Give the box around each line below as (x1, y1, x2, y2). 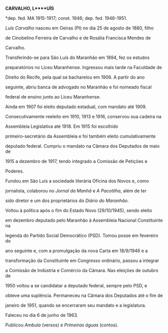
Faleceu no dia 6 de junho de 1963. (5, 312, 78, 318)
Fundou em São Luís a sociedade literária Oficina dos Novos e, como (5, 178, 149, 184)
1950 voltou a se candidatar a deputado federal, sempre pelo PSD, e (5, 283, 148, 288)
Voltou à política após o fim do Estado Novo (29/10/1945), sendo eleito (5, 208, 152, 213)
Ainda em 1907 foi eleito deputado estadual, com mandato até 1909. (5, 104, 147, 110)
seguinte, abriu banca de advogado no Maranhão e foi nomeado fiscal (5, 84, 152, 90)
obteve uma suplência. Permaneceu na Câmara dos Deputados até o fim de (5, 292, 163, 298)
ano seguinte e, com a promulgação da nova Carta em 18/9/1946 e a (5, 248, 148, 254)
